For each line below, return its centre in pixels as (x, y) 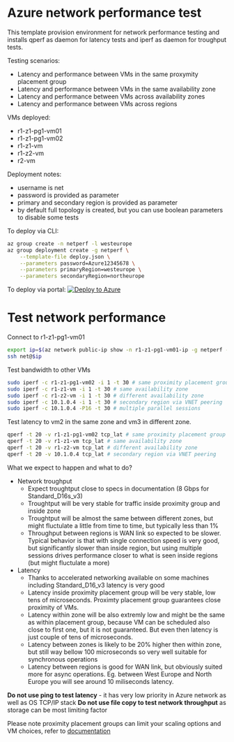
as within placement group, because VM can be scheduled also (119, 622)
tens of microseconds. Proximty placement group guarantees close (124, 599)
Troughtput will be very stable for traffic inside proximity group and (124, 503)
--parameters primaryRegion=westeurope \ (80, 270)
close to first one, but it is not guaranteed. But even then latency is (123, 630)
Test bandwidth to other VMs (49, 370)
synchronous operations (63, 659)
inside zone (44, 511)
